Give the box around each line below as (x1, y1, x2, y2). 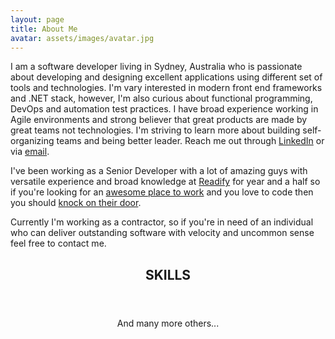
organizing (10, 135, 55, 147)
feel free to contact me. (10, 237, 107, 250)
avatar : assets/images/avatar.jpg (10, 33, 155, 43)
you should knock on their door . (10, 197, 142, 209)
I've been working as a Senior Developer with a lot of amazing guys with (10, 165, 308, 177)
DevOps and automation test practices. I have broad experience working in (10, 103, 319, 115)
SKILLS (144, 266, 192, 283)
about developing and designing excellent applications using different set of (10, 71, 323, 83)
